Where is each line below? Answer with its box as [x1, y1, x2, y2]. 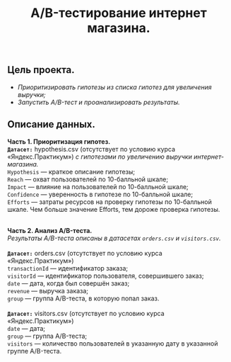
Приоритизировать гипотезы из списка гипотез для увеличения [17, 83, 212, 91]
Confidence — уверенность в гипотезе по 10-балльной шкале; [7, 190, 193, 198]
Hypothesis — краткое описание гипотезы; [7, 167, 136, 176]
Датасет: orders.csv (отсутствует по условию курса [7, 249, 162, 257]
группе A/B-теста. [7, 346, 62, 355]
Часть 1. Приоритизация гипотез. [7, 137, 111, 146]
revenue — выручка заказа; [7, 286, 89, 295]
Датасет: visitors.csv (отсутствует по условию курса [7, 309, 165, 317]
